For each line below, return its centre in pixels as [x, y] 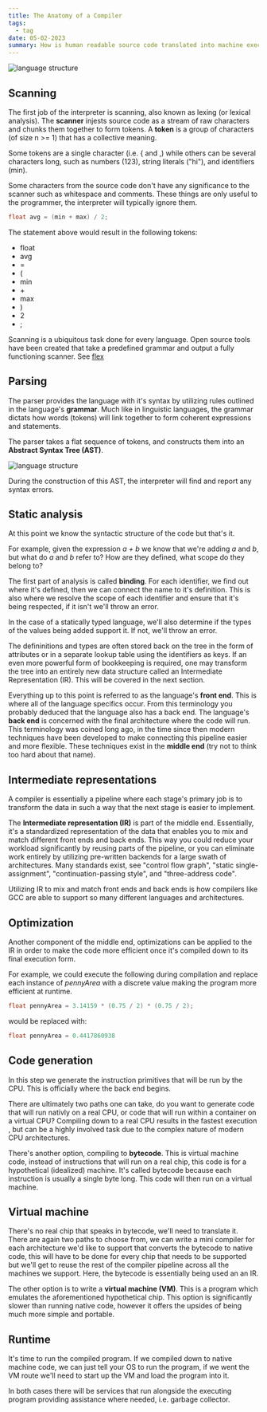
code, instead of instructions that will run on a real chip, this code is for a [128, 1162]
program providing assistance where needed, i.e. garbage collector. [119, 1399]
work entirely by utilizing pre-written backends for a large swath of [117, 857]
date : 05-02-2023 [37, 38]
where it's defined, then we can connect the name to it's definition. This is [130, 590]
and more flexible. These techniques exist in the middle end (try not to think [132, 746]
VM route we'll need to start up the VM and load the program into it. [119, 1375]
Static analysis [46, 515]
